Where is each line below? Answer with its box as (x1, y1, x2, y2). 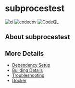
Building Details (12, 67, 43, 73)
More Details (5, 49, 44, 58)
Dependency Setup (12, 62, 50, 68)
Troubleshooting (12, 73, 45, 78)
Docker (12, 78, 27, 84)
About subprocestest (5, 33, 70, 41)
